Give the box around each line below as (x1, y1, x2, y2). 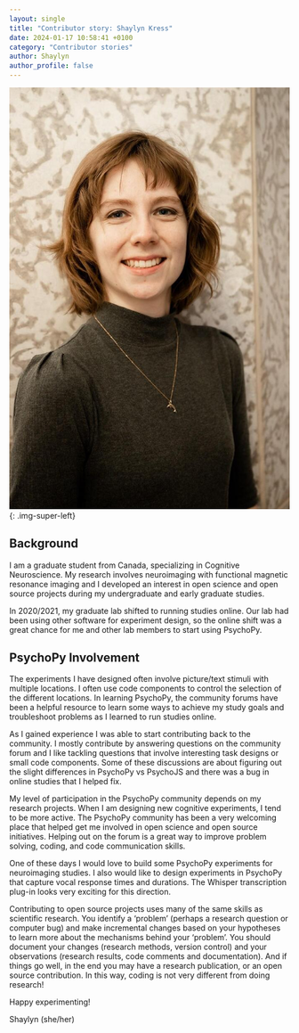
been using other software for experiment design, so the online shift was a (9, 615, 282, 626)
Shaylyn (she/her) (9, 1014, 76, 1025)
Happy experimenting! (9, 996, 91, 1007)
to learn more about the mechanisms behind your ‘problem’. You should (9, 932, 271, 943)
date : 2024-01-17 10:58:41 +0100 (9, 33, 133, 42)
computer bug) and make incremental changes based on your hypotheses (9, 922, 281, 933)
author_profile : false (9, 61, 93, 70)
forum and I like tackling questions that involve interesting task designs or (9, 748, 279, 758)
